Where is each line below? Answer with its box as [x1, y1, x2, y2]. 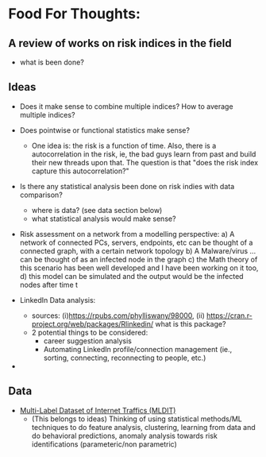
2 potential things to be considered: [31, 327, 148, 337]
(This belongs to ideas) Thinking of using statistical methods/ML [31, 414, 242, 424]
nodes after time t [19, 280, 78, 289]
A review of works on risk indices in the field [8, 37, 232, 50]
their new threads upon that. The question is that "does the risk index [31, 157, 259, 167]
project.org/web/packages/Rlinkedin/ [31, 319, 153, 328]
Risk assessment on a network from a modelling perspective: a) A [19, 229, 235, 238]
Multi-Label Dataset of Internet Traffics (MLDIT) [19, 405, 176, 415]
